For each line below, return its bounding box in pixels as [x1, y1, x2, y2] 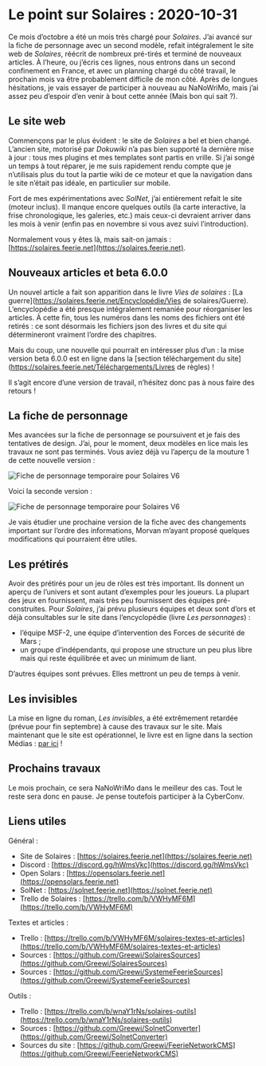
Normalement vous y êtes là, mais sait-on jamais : [8, 234, 172, 244]
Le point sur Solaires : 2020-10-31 [8, 6, 237, 24]
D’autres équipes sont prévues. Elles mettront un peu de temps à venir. [8, 669, 241, 679]
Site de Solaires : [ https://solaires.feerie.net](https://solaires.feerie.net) [19, 851, 252, 861]
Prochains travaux [8, 762, 101, 776]
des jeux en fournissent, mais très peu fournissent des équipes [8, 596, 215, 606]
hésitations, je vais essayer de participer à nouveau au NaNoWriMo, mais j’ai [8, 82, 259, 93]
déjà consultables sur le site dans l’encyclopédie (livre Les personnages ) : [8, 613, 251, 622]
